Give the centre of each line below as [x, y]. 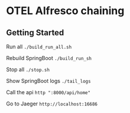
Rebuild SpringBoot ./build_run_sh [49, 58]
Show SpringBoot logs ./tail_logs [48, 81]
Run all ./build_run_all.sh [39, 46]
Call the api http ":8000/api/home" [48, 92]
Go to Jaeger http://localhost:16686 [52, 104]
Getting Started [35, 33]
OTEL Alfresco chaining [65, 11]
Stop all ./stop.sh [28, 69]
